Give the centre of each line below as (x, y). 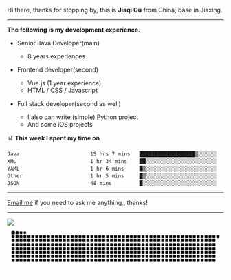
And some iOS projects (60, 124)
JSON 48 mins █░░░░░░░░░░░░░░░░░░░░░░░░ (112, 183)
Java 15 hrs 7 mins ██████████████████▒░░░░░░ (112, 154)
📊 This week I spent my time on (54, 138)
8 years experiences (56, 56)
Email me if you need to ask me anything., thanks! (77, 203)
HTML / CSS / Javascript (63, 90)
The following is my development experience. (74, 30)
